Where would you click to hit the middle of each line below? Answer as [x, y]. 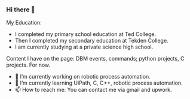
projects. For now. [28, 65]
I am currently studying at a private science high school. [84, 47]
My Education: [24, 23]
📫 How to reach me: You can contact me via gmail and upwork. [93, 90]
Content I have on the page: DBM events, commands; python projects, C [95, 59]
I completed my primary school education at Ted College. [85, 34]
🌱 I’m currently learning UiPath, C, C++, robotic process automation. [99, 83]
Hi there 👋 [21, 10]
